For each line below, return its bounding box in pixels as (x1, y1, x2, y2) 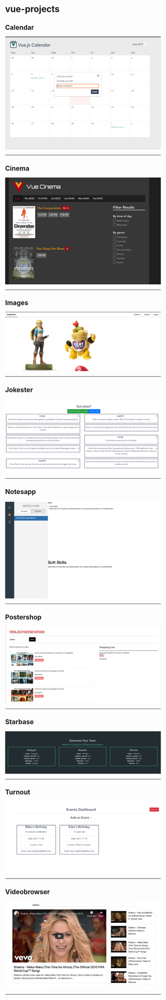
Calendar (5, 23, 34, 32)
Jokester (5, 386, 33, 394)
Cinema (5, 164, 30, 172)
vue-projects (5, 3, 60, 15)
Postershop (5, 613, 42, 621)
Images (5, 298, 29, 307)
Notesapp (5, 487, 36, 496)
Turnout (5, 788, 31, 796)
